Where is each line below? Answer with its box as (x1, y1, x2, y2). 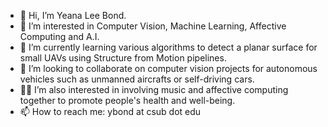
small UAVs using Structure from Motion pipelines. (19, 52, 227, 64)
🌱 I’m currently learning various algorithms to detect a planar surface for (19, 41, 318, 53)
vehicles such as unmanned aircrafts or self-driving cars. (19, 73, 255, 85)
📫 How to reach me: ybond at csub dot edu (19, 106, 202, 117)
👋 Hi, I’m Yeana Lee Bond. (19, 10, 127, 21)
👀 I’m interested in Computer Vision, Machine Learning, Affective (19, 20, 287, 32)
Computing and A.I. (19, 31, 100, 42)
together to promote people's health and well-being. (19, 95, 236, 106)
